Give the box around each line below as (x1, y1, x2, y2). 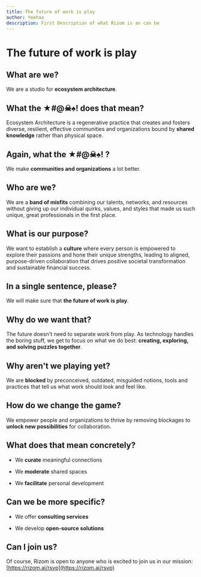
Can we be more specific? (6, 497, 105, 507)
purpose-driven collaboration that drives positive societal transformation (6, 257, 186, 264)
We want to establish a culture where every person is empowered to (6, 245, 176, 252)
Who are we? (6, 183, 56, 193)
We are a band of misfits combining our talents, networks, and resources (6, 198, 188, 206)
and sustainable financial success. (6, 264, 91, 271)
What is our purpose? (6, 229, 89, 239)
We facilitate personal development (14, 479, 104, 487)
